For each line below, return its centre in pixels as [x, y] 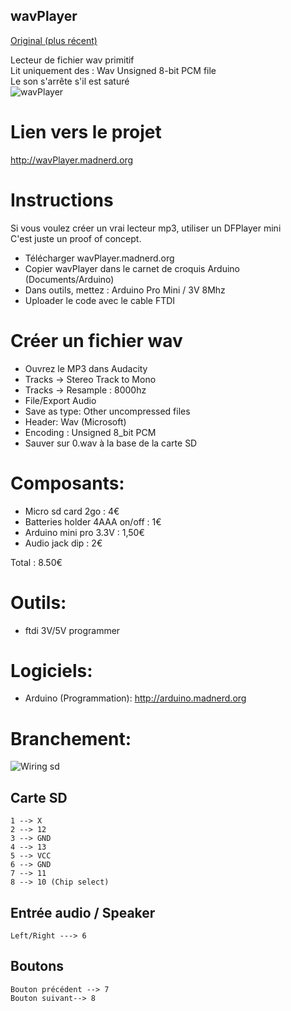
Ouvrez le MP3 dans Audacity [86, 368]
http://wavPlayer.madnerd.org [72, 160]
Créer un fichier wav [96, 340]
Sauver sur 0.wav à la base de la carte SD [111, 443]
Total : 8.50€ [36, 562]
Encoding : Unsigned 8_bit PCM [90, 432]
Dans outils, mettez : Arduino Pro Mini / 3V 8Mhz [125, 290]
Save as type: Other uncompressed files [107, 411]
